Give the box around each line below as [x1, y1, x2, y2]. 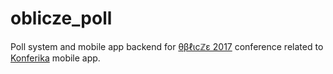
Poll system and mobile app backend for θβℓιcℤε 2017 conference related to [10, 40, 324, 52]
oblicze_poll [10, 7, 113, 30]
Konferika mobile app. [10, 52, 101, 64]
